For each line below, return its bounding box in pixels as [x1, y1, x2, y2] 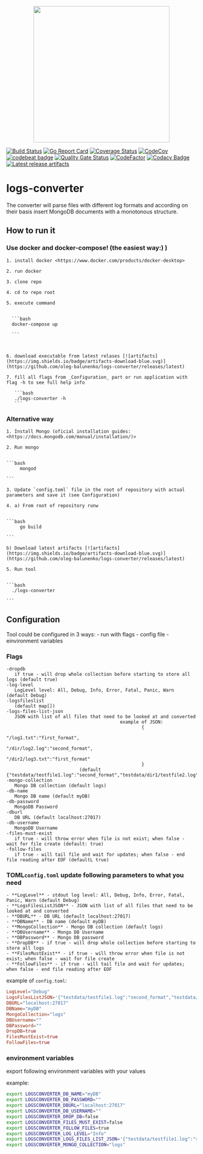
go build [19, 524, 42, 530]
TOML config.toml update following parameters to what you [6, 870, 184, 879]
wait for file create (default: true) [6, 841, 104, 847]
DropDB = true [6, 1028, 36, 1035]
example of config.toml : [6, 977, 67, 984]
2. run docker [6, 268, 42, 274]
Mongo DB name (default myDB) [14, 793, 91, 799]
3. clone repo [6, 279, 42, 285]
